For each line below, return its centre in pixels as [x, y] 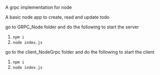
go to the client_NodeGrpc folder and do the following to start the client [80, 52]
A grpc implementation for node [39, 7]
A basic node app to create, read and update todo [57, 17]
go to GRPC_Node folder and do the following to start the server [72, 27]
